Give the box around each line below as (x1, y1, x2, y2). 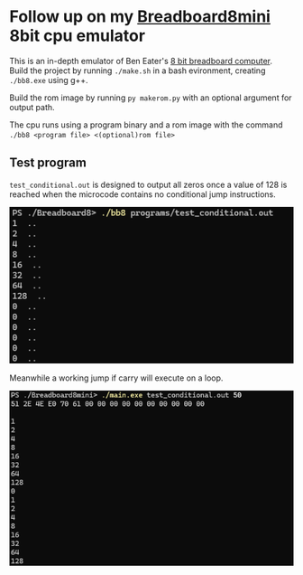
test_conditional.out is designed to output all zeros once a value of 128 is (9, 179, 288, 190)
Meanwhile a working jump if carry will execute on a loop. (9, 372, 224, 383)
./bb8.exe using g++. (9, 74, 88, 85)
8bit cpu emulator (9, 25, 146, 46)
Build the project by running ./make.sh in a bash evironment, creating (9, 65, 266, 76)
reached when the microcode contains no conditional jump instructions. (9, 188, 277, 200)
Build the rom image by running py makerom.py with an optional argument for (9, 92, 292, 103)
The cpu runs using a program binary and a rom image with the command (9, 119, 283, 130)
